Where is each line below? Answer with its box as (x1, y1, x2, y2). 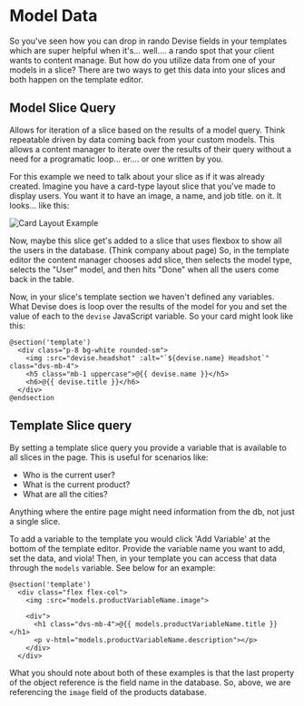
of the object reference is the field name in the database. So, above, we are (9, 677, 291, 688)
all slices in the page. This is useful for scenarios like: (9, 451, 209, 463)
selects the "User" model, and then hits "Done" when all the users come (9, 264, 279, 275)
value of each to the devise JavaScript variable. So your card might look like (9, 310, 294, 321)
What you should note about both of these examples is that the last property (9, 667, 295, 678)
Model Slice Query (9, 101, 116, 116)
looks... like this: (9, 200, 70, 211)
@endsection (9, 393, 54, 402)
